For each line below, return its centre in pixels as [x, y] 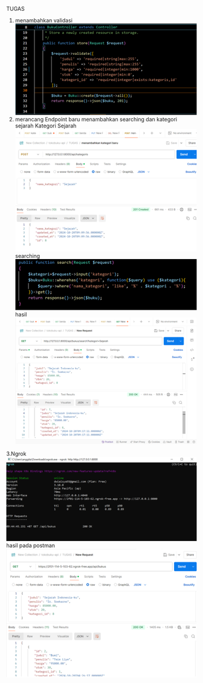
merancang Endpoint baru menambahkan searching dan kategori [96, 119]
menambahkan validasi [43, 20]
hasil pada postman [31, 545]
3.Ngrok [16, 454]
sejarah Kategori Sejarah [46, 126]
